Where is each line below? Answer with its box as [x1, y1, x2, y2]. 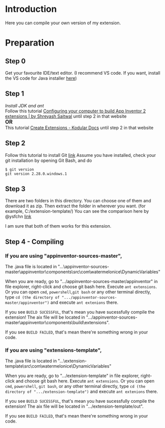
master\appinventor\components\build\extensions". [5, 320, 110, 326]
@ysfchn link [5, 214, 32, 220]
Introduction [5, 3, 57, 15]
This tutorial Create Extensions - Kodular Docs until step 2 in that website [5, 125, 154, 131]
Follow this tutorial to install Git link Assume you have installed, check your [5, 152, 156, 158]
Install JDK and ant [5, 102, 44, 108]
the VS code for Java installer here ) [5, 75, 77, 81]
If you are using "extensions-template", [5, 346, 102, 353]
